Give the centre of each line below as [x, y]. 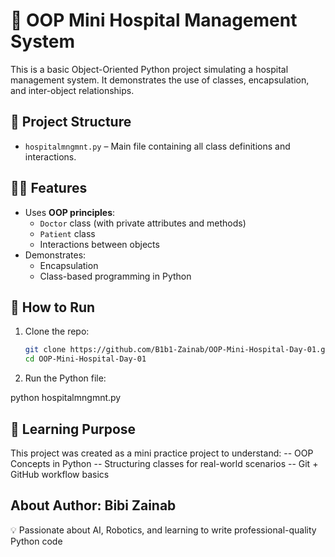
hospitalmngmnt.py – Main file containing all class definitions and [157, 146]
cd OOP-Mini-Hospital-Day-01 [85, 359]
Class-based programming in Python [115, 276]
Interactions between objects [99, 244]
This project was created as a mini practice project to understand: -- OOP [162, 453]
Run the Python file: [65, 378]
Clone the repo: [57, 331]
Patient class [67, 233]
